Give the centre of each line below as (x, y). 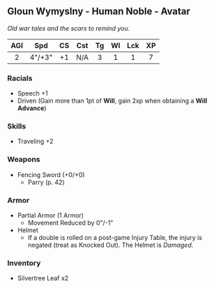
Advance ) (32, 108)
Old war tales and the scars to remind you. (69, 28)
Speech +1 (32, 93)
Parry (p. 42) (46, 182)
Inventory (24, 263)
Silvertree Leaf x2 (43, 278)
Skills (17, 126)
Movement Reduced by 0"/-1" (70, 223)
